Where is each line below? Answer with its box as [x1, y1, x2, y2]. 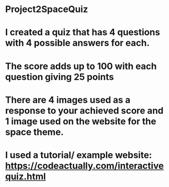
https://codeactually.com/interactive [5, 160, 164, 171]
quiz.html [5, 170, 46, 182]
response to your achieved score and [5, 105, 163, 116]
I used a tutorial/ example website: [5, 149, 152, 161]
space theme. [5, 126, 64, 138]
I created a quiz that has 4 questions [5, 27, 160, 38]
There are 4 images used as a [5, 94, 131, 105]
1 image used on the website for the [5, 115, 156, 127]
